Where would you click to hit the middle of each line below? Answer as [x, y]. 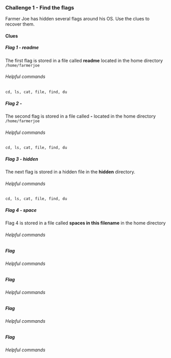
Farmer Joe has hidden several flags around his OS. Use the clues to [77, 19]
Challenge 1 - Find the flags [40, 8]
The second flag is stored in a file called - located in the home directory [81, 116]
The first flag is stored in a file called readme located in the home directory [84, 60]
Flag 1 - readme [22, 48]
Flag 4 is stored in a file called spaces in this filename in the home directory [86, 223]
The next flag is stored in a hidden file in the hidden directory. [70, 172]
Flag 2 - [14, 103]
